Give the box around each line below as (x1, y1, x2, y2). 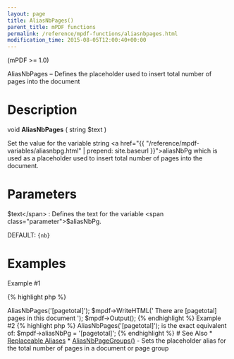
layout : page (7, 10, 46, 18)
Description (7, 102, 78, 118)
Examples (7, 256, 66, 272)
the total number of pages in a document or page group (7, 343, 169, 352)
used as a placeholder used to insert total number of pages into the (7, 154, 203, 163)
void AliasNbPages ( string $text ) (7, 125, 107, 134)
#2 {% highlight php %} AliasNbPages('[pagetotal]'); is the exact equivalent (7, 321, 227, 329)
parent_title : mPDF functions (7, 23, 97, 30)
